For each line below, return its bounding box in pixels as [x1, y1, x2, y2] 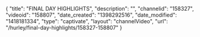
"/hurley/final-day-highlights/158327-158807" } [5, 24, 123, 31]
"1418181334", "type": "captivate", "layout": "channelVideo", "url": [5, 18, 168, 24]
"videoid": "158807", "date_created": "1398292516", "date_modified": [5, 11, 177, 18]
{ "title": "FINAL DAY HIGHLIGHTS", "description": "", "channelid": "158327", [5, 5, 194, 12]
